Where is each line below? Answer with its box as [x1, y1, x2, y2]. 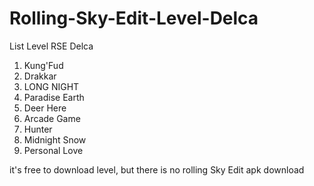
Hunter [23, 123, 53, 135]
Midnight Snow [23, 133, 87, 146]
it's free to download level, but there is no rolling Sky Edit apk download [9, 163, 305, 176]
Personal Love [23, 144, 84, 156]
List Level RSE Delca [9, 40, 94, 52]
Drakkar [23, 70, 57, 82]
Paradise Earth [23, 91, 85, 103]
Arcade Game [23, 112, 81, 124]
